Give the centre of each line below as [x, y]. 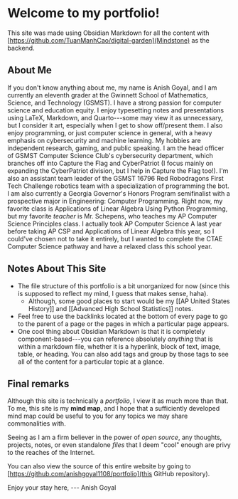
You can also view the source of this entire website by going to [99, 466]
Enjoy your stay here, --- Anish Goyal [62, 488]
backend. [21, 48]
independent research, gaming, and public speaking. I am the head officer [116, 148]
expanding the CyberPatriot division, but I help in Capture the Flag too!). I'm [118, 170]
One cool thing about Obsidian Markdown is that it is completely [111, 331]
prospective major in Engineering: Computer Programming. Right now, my [115, 201]
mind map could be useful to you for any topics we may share [98, 416]
